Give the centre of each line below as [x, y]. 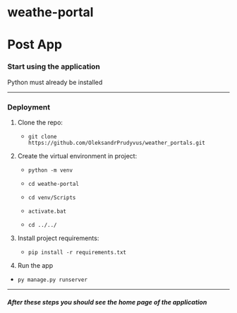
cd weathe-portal [54, 184]
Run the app [35, 265]
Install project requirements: [58, 238]
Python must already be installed [55, 82]
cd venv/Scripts [52, 197]
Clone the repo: [40, 122]
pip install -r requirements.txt [77, 252]
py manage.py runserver [53, 280]
